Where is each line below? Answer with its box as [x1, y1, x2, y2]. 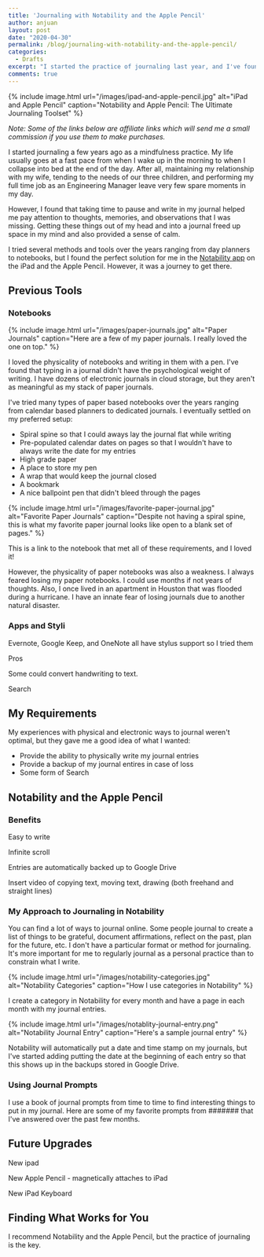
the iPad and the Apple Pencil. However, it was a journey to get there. [8, 261, 233, 271]
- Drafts [15, 56, 44, 64]
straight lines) [8, 887, 53, 896]
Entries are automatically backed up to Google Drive [8, 863, 177, 872]
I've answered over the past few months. [8, 1114, 141, 1123]
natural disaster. [8, 601, 60, 610]
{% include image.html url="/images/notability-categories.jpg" [8, 972, 211, 982]
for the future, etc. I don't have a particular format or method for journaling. [8, 941, 251, 950]
